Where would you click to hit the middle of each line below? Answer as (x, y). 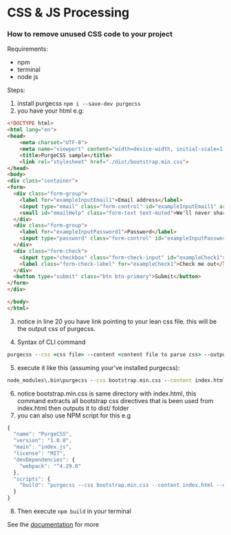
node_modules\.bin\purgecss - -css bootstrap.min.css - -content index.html (117, 380)
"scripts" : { (32, 479)
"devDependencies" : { (44, 459)
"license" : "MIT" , (40, 454)
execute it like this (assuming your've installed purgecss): (98, 367)
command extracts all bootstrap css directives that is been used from (115, 400)
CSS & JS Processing (68, 13)
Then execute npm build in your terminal (74, 511)
